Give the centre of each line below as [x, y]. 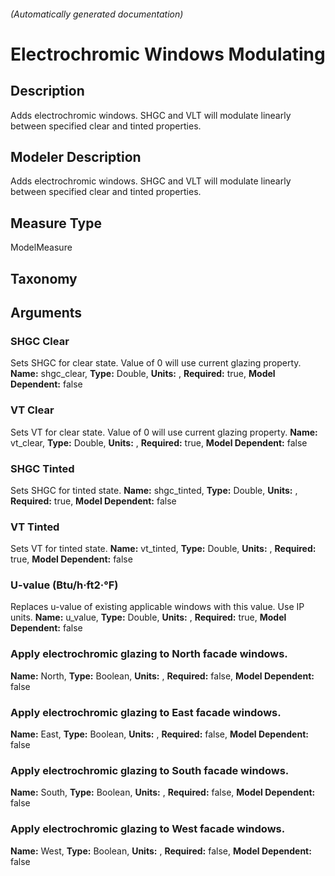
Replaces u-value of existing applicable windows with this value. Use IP [157, 607]
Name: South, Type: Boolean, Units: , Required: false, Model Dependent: [163, 792]
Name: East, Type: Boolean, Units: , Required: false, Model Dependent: [159, 734]
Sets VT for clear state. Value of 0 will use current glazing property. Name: [164, 432]
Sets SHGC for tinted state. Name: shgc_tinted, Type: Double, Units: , [154, 490]
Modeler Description [76, 156]
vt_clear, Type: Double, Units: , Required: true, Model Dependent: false [159, 442]
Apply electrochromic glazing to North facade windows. [149, 654]
